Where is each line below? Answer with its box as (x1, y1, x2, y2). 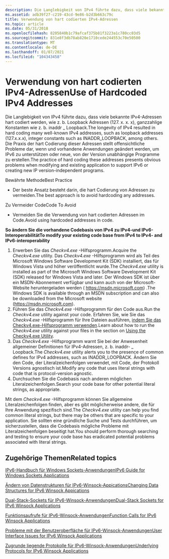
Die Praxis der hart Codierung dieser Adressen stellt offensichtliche (5, 141, 145, 147)
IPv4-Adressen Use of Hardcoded (5, 87, 147, 98)
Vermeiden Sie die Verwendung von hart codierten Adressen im (12, 212, 145, 218)
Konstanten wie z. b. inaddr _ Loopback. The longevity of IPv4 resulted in (5, 124, 156, 131)
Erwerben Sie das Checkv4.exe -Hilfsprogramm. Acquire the (12, 247, 137, 253)
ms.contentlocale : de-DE (5, 45, 57, 50)
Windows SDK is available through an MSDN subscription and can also (12, 290, 159, 296)
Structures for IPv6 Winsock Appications (5, 487, 90, 494)
